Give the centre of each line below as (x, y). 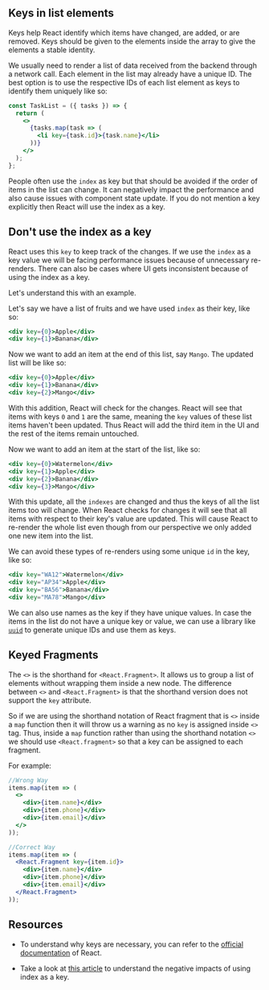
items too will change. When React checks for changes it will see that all (128, 510)
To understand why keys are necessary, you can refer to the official (131, 944)
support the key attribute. (50, 700)
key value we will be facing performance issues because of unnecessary (129, 260)
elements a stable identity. (52, 49)
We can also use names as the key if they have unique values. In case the (130, 613)
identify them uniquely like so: (58, 91)
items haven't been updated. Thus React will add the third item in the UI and (134, 425)
